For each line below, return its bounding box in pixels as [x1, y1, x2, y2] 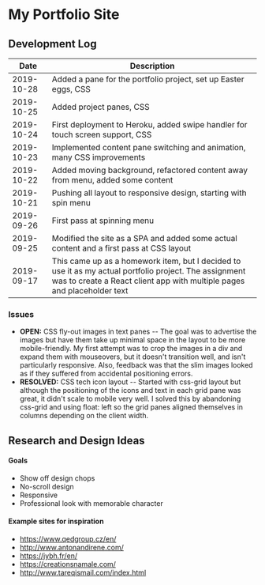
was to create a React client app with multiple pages [51, 275, 245, 286]
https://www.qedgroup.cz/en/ [19, 534, 117, 544]
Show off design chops [19, 473, 95, 483]
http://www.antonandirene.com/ [19, 543, 125, 553]
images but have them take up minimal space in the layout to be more [19, 335, 246, 345]
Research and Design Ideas [8, 433, 145, 447]
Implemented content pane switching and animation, [51, 142, 246, 153]
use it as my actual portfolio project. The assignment [51, 266, 246, 276]
